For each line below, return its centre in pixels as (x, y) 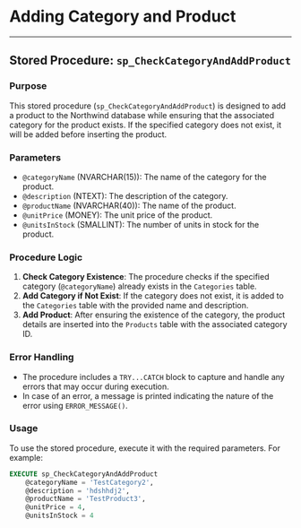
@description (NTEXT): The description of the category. (125, 195)
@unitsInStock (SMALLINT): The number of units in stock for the (141, 224)
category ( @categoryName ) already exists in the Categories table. (139, 286)
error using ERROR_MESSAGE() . (75, 405)
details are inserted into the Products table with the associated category (155, 325)
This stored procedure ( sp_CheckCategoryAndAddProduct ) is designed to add (148, 106)
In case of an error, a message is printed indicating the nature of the (148, 395)
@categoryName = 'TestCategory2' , (90, 482)
